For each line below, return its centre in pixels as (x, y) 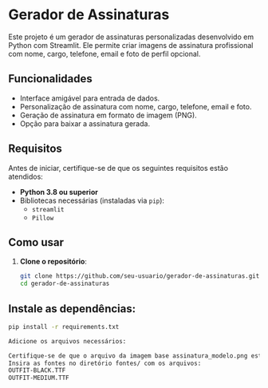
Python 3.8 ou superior (59, 192)
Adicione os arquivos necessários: (67, 341)
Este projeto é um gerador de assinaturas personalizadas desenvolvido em (131, 37)
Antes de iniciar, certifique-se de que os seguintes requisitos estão (118, 168)
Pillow (43, 218)
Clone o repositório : (53, 262)
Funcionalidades (51, 79)
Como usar (36, 242)
